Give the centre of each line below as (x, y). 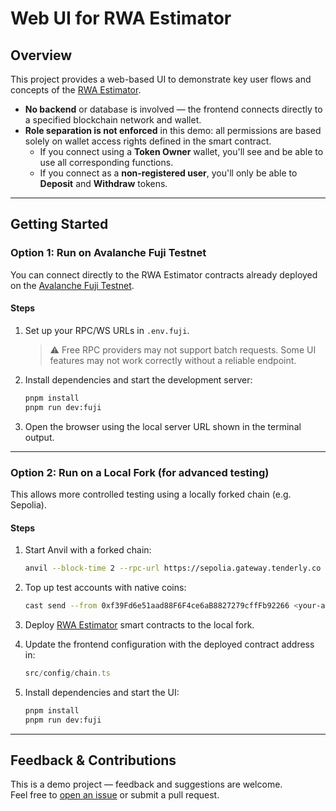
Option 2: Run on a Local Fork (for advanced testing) (140, 472)
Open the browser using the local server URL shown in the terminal (163, 426)
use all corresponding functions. (106, 162)
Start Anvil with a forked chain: (88, 550)
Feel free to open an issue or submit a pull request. (115, 795)
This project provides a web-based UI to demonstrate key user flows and (161, 79)
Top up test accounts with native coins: (105, 588)
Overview (41, 55)
